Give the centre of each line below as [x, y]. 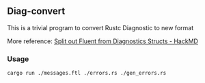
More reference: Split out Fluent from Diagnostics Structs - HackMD [102, 41]
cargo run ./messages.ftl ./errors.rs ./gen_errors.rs [87, 73]
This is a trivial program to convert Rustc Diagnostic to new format [100, 27]
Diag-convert [36, 11]
